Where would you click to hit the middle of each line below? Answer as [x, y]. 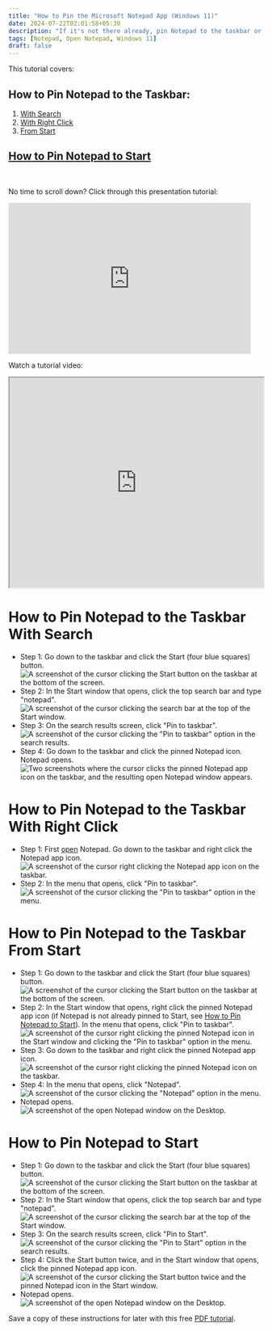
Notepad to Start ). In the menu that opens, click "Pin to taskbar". [127, 1024]
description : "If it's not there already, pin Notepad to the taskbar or [135, 31]
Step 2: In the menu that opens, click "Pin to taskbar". [109, 883]
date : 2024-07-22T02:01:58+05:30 [65, 23]
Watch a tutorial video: [46, 365]
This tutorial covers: [42, 69]
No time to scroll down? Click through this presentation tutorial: [113, 192]
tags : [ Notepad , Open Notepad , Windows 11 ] [83, 38]
